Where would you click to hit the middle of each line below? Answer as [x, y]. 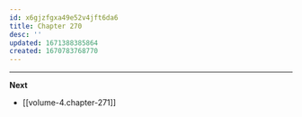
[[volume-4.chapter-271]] [69, 103]
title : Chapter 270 [46, 26]
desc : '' [26, 34]
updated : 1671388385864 [54, 43]
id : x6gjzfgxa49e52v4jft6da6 [64, 18]
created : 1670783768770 [54, 51]
